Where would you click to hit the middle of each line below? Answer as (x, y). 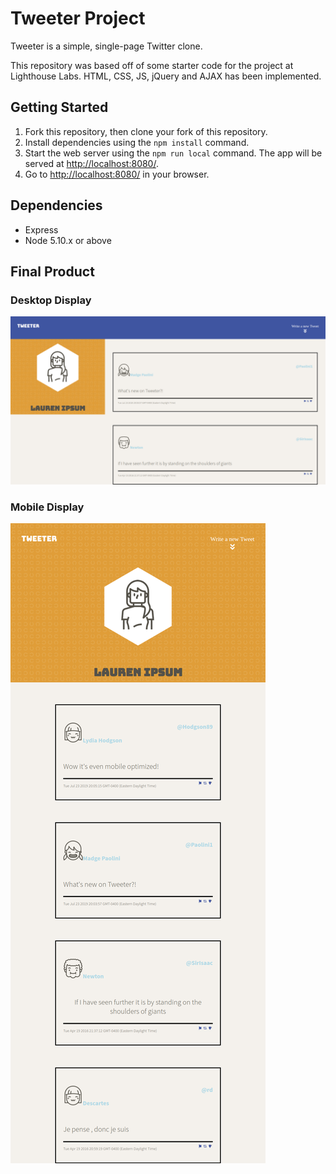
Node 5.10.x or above (68, 240)
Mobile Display (47, 507)
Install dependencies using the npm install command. (137, 142)
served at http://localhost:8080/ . (91, 163)
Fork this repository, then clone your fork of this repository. (146, 131)
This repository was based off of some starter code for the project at (152, 65)
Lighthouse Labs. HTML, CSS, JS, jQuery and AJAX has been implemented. (166, 76)
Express (41, 229)
